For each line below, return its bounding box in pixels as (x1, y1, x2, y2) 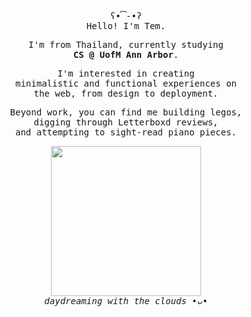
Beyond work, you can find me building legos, (9, 107, 243, 118)
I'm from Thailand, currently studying (28, 39, 224, 50)
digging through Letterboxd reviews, (33, 117, 219, 128)
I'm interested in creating (57, 68, 195, 79)
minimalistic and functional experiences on (14, 78, 237, 89)
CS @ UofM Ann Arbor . (72, 49, 180, 60)
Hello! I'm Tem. (86, 21, 166, 31)
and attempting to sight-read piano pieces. (14, 127, 237, 138)
